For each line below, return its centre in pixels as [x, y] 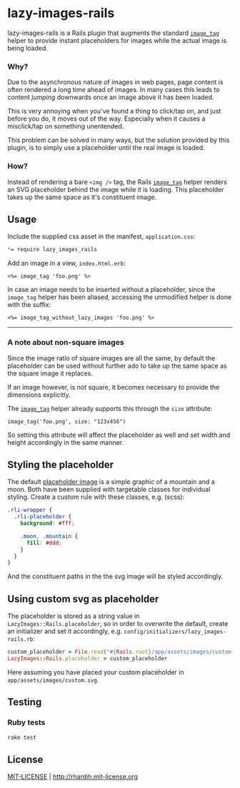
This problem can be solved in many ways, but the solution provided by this [119, 140]
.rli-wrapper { [30, 510]
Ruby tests [26, 722]
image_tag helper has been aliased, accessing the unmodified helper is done [120, 297]
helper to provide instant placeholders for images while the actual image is [117, 40]
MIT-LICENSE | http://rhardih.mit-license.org [72, 777]
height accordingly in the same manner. [66, 442]
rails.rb [20, 640]
